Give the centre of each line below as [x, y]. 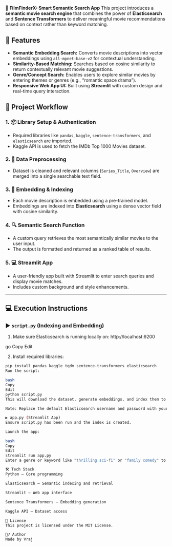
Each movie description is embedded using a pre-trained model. [80, 201]
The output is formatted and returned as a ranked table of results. [82, 249]
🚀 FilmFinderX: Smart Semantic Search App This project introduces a [80, 8]
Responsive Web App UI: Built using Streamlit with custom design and [88, 85]
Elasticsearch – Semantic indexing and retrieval [59, 484]
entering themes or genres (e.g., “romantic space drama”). [74, 80]
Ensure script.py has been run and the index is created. [68, 423]
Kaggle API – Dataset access [36, 511]
